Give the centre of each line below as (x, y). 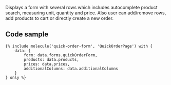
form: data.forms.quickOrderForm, (61, 55)
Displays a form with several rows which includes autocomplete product (81, 7)
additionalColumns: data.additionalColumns (71, 69)
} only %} (16, 77)
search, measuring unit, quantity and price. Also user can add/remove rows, (86, 13)
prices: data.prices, (47, 64)
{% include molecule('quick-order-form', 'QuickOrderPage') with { (79, 46)
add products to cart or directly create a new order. (60, 18)
